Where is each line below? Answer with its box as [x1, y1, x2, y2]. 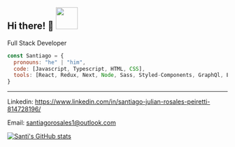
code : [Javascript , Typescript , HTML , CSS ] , [13, 65, 145, 72]
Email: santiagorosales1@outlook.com [7, 118, 117, 127]
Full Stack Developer [7, 38, 67, 47]
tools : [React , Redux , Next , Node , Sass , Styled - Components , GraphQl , [13, 71, 224, 79]
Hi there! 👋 [7, 20, 55, 32]
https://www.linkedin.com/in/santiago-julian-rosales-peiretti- [34, 97, 211, 106]
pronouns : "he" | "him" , [13, 59, 86, 66]
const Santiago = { [7, 52, 64, 59]
